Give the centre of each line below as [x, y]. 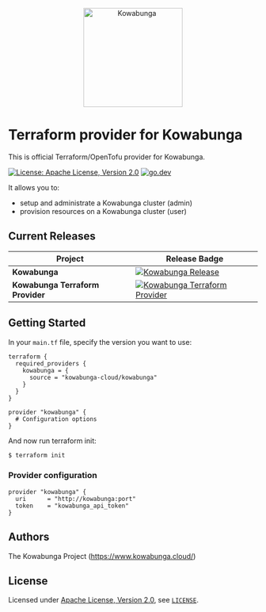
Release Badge [195, 258]
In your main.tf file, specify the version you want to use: [100, 342]
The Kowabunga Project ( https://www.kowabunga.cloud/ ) [102, 556]
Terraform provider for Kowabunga [125, 135]
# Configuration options [56, 419]
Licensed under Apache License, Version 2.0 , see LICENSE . [104, 600]
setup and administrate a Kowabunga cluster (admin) [106, 203]
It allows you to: [34, 187]
